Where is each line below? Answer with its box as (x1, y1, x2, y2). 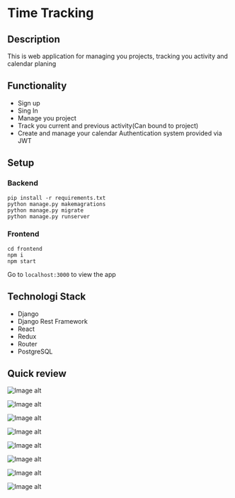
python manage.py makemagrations (7, 200, 106, 208)
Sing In (17, 106, 38, 115)
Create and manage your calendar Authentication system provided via (17, 129, 222, 137)
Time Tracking (7, 5, 94, 21)
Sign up (17, 98, 40, 107)
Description (7, 33, 60, 45)
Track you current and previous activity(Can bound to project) (17, 121, 199, 130)
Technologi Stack (7, 290, 86, 302)
